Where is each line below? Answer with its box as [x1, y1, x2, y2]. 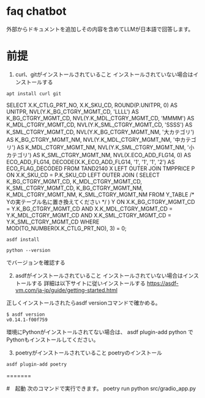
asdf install [6, 236, 40, 243]
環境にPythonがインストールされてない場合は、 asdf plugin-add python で [6, 328, 194, 335]
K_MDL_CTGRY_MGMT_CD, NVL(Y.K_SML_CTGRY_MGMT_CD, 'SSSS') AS [6, 121, 193, 128]
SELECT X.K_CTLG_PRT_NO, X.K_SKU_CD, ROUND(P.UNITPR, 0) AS [6, 101, 178, 109]
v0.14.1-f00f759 [6, 316, 48, 323]
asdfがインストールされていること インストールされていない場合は [15, 271, 184, 279]
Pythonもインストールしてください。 [6, 336, 99, 343]
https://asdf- [146, 279, 179, 287]
